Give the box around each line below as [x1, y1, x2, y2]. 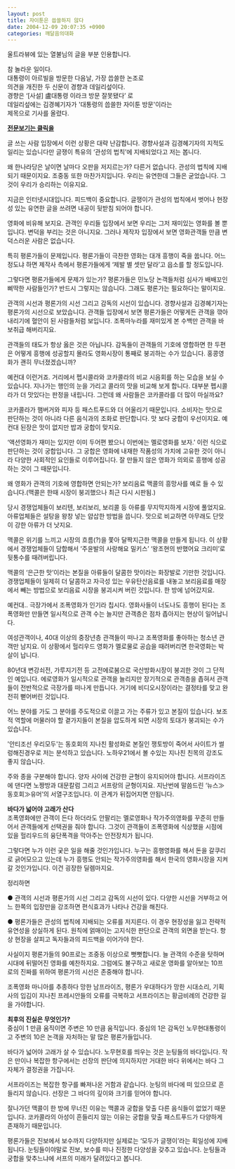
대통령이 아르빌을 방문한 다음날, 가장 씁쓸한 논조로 [7, 74, 145, 82]
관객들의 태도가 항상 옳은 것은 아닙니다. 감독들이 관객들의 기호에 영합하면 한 [7, 341, 213, 349]
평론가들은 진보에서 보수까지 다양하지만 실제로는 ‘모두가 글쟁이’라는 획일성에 [7, 1137, 215, 1145]
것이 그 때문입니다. [20, 465, 72, 473]
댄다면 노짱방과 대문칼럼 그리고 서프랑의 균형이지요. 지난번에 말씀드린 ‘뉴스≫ [14, 781, 225, 790]
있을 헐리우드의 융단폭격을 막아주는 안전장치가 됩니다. [7, 831, 154, 840]
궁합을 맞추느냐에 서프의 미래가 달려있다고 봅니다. [7, 1154, 142, 1163]
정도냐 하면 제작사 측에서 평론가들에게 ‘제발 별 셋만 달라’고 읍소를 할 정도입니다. [7, 260, 224, 269]
